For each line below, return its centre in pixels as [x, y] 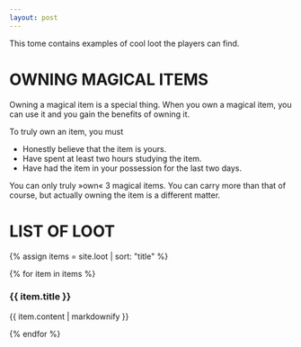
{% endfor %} [35, 334]
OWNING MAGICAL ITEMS [109, 80]
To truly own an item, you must [66, 131]
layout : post [34, 18]
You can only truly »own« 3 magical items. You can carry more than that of [147, 185]
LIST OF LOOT [62, 231]
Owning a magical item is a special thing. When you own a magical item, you [150, 104]
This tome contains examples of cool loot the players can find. [124, 43]
